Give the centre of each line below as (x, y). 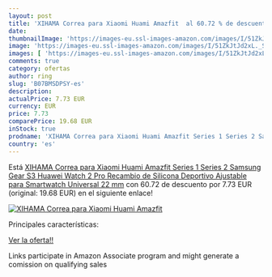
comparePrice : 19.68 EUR (50, 121)
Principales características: (54, 224)
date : (17, 31)
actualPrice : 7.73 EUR (47, 99)
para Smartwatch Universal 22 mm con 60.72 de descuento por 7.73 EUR (130, 184)
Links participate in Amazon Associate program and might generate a (124, 255)
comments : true (34, 62)
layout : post (30, 16)
